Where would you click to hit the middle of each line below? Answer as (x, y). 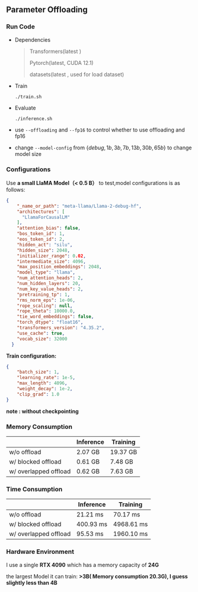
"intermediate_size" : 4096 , (51, 261)
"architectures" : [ (41, 212)
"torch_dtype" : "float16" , (50, 322)
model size (28, 154)
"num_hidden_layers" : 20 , (49, 284)
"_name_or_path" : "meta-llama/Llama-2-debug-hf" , (79, 206)
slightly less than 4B (32, 582)
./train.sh (28, 97)
